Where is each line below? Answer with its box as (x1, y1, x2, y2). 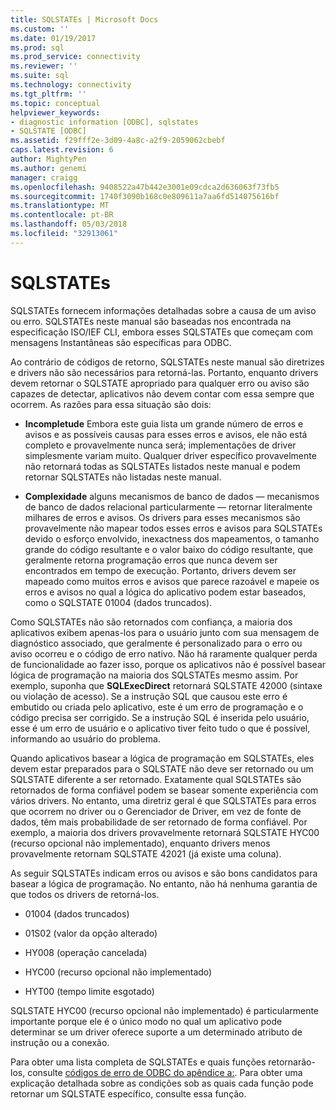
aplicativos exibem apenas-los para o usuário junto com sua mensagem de (10, 626, 320, 638)
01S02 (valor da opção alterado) (24, 927, 158, 939)
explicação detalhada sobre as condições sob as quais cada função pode (10, 1077, 314, 1089)
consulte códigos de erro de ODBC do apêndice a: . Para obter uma (27, 1066, 303, 1078)
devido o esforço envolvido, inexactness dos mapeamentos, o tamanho (24, 532, 320, 545)
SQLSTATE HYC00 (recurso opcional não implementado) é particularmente (10, 1004, 320, 1016)
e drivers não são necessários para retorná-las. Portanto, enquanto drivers (10, 366, 319, 378)
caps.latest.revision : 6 (10, 145, 114, 155)
